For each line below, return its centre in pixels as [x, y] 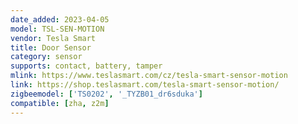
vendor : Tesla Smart [53, 38]
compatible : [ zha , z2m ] [60, 103]
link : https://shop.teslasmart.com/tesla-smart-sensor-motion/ [145, 85]
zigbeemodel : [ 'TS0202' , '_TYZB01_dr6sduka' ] [106, 94]
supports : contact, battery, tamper [86, 66]
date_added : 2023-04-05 [60, 19]
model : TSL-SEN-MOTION [57, 29]
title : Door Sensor [51, 47]
